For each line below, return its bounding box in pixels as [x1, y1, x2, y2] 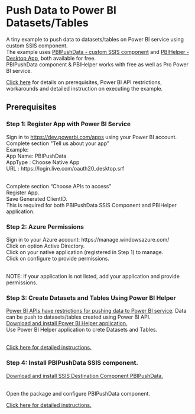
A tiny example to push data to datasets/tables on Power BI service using [6, 36, 184, 43]
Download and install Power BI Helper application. [6, 320, 128, 327]
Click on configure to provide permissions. [6, 255, 110, 262]
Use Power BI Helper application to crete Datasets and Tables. [6, 326, 158, 333]
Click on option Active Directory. [6, 242, 85, 249]
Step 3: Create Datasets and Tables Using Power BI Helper [6, 294, 176, 302]
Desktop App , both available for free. [6, 54, 96, 62]
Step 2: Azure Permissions [6, 223, 84, 231]
